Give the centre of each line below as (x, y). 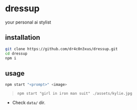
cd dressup (16, 54)
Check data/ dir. (29, 103)
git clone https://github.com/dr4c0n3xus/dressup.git (62, 49)
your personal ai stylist (28, 22)
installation (23, 38)
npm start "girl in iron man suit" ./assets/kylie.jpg (75, 94)
